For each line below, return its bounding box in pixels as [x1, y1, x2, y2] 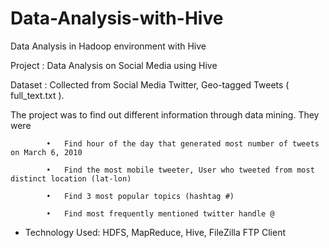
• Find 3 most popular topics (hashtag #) [46, 191, 235, 201]
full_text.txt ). [10, 89, 65, 101]
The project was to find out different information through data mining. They [10, 108, 320, 121]
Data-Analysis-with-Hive [10, 7, 224, 30]
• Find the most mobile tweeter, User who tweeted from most [46, 165, 315, 175]
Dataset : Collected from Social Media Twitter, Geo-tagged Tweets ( [10, 78, 290, 91]
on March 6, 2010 [10, 147, 83, 157]
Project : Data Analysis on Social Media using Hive [10, 59, 218, 71]
